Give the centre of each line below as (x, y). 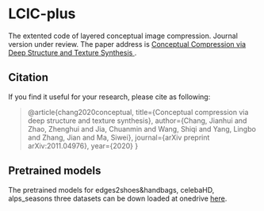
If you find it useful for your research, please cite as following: (109, 97)
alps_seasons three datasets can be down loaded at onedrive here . (118, 198)
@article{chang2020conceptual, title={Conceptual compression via (138, 112)
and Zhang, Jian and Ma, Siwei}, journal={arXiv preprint (119, 137)
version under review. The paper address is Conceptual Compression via (127, 44)
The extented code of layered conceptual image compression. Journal (123, 36)
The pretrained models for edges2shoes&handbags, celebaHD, (111, 190)
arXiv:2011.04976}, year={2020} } (83, 146)
